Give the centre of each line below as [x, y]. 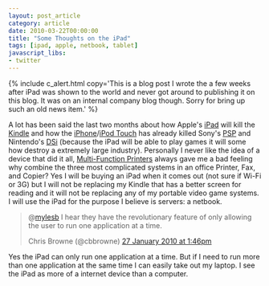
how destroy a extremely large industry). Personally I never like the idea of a [134, 150]
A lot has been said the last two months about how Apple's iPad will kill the [132, 125]
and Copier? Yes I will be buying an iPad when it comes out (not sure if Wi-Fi [135, 176]
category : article [39, 23]
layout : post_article [45, 16]
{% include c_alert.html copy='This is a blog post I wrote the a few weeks [130, 83]
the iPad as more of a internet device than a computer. [98, 273]
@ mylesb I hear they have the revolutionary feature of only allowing [140, 217]
